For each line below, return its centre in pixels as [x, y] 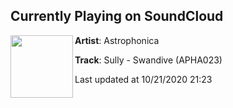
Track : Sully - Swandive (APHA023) [148, 60]
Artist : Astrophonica [117, 40]
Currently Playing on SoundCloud [117, 16]
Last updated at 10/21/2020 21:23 [143, 79]
